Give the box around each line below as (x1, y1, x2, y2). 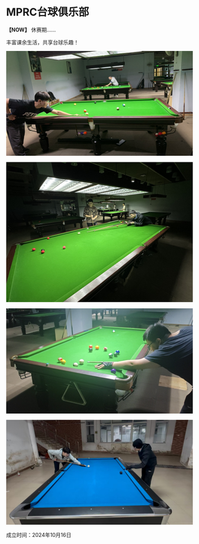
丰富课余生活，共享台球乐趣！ (6, 39, 79, 46)
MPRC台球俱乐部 (6, 5, 89, 19)
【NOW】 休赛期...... (6, 26, 56, 33)
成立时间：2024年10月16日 (6, 532, 72, 539)
